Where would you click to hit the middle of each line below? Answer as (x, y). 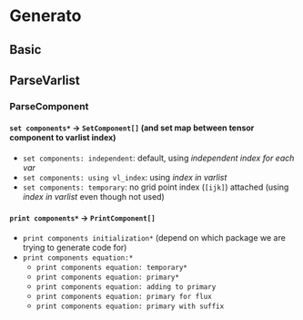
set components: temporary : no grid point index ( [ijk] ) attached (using (156, 187)
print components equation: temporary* (112, 268)
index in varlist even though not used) (94, 197)
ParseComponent (49, 106)
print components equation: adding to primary (126, 287)
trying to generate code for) (75, 248)
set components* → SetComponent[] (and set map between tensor (132, 128)
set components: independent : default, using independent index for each (158, 158)
